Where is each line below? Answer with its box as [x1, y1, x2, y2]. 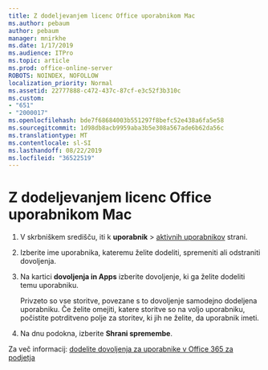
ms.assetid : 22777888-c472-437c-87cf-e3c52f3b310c [8, 86, 181, 95]
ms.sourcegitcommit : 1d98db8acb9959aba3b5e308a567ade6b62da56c [8, 124, 225, 132]
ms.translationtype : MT [8, 131, 88, 139]
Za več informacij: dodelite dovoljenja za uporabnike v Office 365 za [8, 344, 234, 354]
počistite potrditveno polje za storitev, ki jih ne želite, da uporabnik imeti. [19, 313, 259, 323]
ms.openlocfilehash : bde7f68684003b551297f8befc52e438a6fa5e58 [8, 117, 225, 125]
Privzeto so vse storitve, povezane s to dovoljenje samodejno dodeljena [19, 296, 258, 306]
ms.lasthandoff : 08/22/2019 [8, 146, 103, 154]
